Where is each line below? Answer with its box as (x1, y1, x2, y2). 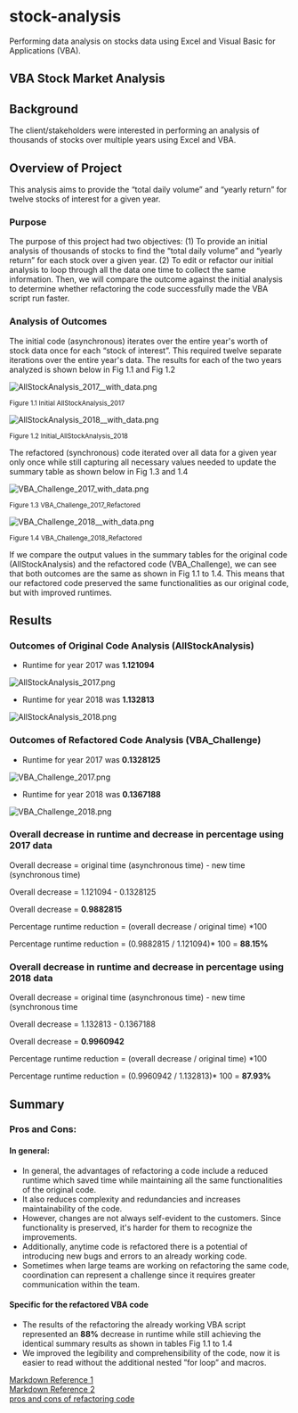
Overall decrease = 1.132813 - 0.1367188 (9, 1019, 156, 1029)
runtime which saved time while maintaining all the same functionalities (21, 1175, 283, 1186)
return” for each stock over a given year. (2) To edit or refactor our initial (9, 255, 274, 266)
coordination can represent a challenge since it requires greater (21, 1269, 256, 1280)
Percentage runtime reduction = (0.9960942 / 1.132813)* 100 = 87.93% (9, 1070, 271, 1081)
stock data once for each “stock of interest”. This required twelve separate (9, 345, 283, 356)
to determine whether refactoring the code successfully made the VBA (9, 284, 269, 294)
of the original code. (21, 1184, 97, 1194)
